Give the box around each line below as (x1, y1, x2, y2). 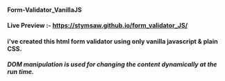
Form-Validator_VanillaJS (7, 6, 82, 14)
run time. (7, 68, 35, 76)
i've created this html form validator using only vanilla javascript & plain (7, 37, 218, 45)
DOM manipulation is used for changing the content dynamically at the (7, 60, 217, 69)
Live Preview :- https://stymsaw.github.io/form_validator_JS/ (7, 21, 188, 30)
